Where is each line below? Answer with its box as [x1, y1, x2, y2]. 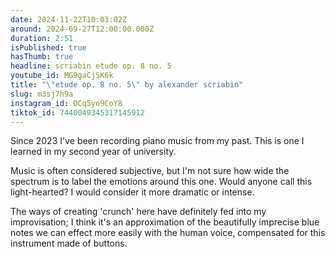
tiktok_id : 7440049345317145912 [10, 107, 145, 118]
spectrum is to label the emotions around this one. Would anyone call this [10, 176, 313, 188]
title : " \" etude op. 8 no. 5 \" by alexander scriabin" [10, 80, 244, 90]
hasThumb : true [10, 52, 74, 62]
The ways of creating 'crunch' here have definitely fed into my [10, 206, 267, 218]
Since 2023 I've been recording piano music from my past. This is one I [10, 135, 305, 147]
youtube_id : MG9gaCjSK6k [10, 71, 114, 81]
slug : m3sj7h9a [10, 89, 74, 99]
